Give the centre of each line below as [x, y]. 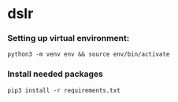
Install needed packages [55, 74]
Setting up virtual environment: [69, 38]
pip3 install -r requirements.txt [64, 90]
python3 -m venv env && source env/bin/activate [89, 55]
